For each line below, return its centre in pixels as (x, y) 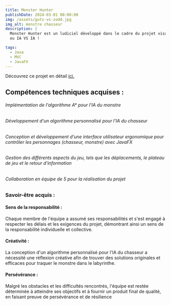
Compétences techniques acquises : (65, 92)
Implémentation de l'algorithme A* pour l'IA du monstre (63, 105)
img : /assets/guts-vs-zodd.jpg (38, 19)
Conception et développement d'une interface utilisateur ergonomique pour (85, 136)
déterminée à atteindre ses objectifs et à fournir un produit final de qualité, (83, 292)
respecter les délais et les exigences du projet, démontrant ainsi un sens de (84, 224)
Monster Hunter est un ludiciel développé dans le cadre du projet (83, 34)
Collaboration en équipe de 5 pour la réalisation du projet (65, 179)
